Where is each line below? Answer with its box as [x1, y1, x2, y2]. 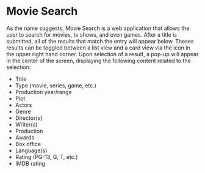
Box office [15, 140, 41, 147]
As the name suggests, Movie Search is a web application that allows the [6, 24, 190, 32]
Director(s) [15, 114, 43, 122]
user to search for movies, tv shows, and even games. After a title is [6, 31, 177, 38]
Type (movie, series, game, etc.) [15, 81, 96, 89]
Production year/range [15, 88, 72, 95]
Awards [15, 133, 35, 141]
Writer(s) [15, 120, 38, 128]
